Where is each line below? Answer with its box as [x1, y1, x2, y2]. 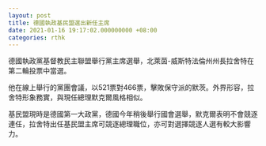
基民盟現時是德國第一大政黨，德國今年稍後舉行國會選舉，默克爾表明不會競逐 [8, 110, 258, 119]
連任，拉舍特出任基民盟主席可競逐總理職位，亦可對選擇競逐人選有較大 [8, 119, 237, 129]
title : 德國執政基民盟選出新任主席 [8, 19, 110, 27]
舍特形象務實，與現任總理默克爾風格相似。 [8, 92, 147, 103]
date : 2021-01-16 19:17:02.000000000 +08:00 [8, 26, 158, 34]
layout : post [8, 11, 51, 20]
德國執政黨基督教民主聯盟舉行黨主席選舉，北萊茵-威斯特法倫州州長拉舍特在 [8, 56, 255, 66]
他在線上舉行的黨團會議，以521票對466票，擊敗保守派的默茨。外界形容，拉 [8, 83, 255, 92]
